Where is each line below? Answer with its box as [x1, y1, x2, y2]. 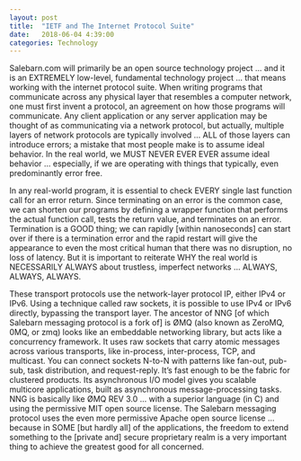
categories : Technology [9, 38, 99, 48]
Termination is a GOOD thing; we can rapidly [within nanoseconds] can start [9, 224, 291, 235]
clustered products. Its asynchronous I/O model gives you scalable [9, 375, 257, 386]
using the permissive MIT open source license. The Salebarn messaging [9, 403, 277, 414]
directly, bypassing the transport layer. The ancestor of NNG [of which [9, 307, 270, 319]
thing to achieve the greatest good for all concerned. [9, 441, 205, 452]
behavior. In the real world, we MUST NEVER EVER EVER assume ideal [9, 149, 270, 160]
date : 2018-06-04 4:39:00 [9, 30, 115, 39]
